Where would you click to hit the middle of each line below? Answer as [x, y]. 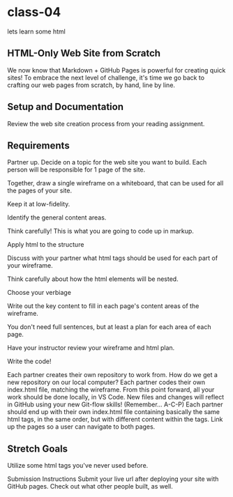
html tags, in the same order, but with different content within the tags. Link [115, 420]
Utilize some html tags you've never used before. [78, 466]
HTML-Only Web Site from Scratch [84, 53]
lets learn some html [37, 31]
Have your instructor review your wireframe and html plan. [91, 348]
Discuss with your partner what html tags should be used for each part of [113, 258]
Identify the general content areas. [57, 217]
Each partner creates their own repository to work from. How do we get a [113, 375]
